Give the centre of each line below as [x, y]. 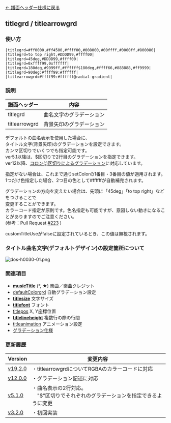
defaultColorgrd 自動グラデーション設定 [54, 292]
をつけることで [21, 197]
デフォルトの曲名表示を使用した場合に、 [48, 138]
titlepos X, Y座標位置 [34, 311]
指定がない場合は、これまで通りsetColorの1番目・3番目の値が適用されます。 [85, 174]
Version [18, 358]
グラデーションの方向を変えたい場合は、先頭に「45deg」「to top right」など [85, 191]
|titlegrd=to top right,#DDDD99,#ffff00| [50, 54]
